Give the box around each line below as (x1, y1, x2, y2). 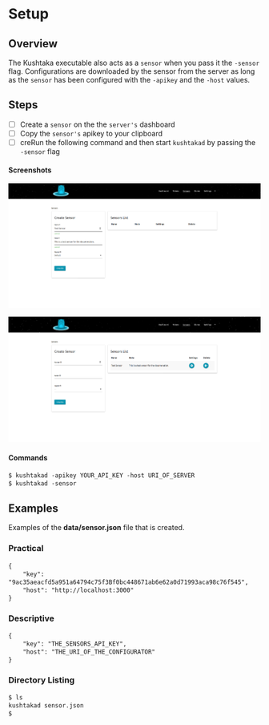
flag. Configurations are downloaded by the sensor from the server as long (8, 67, 255, 76)
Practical (8, 543, 44, 554)
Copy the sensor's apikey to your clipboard (19, 128, 163, 138)
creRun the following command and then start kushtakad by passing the (19, 137, 256, 147)
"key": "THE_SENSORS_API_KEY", (22, 639, 127, 648)
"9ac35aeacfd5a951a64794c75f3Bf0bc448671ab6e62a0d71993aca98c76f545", (8, 578, 249, 586)
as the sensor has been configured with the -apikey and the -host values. (8, 75, 251, 84)
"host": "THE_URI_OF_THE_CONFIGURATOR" (22, 647, 156, 656)
